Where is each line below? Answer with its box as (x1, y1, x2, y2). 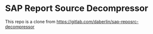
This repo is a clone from (5, 19, 55, 24)
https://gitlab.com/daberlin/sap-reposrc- (56, 19, 139, 24)
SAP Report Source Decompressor (5, 3, 149, 14)
